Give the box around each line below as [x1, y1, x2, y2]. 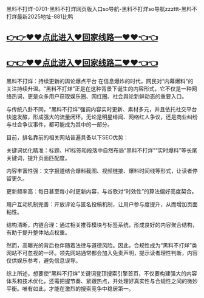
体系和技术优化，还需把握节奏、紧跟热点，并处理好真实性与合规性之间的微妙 [6, 277, 198, 285]
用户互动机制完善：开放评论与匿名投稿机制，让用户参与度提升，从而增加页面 [6, 201, 198, 208]
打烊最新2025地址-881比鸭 [6, 13, 73, 20]
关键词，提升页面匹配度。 [6, 154, 70, 162]
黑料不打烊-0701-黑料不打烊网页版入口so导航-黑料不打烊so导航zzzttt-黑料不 [6, 5, 197, 12]
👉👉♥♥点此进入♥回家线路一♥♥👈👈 [6, 32, 158, 43]
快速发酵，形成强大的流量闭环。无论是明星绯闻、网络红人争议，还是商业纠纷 [6, 113, 198, 120]
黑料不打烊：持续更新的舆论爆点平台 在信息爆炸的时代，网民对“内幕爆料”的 [6, 78, 194, 85]
